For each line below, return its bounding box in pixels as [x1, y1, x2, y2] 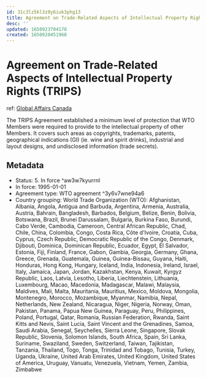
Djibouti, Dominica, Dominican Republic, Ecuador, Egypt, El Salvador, [15, 242, 189, 249]
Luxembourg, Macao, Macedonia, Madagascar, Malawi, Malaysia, [15, 280, 181, 288]
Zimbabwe [15, 366, 42, 373]
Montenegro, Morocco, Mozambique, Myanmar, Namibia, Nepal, [15, 294, 178, 301]
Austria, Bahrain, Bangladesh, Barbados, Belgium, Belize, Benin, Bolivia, [15, 209, 196, 217]
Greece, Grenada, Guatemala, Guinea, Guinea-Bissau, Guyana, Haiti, [15, 255, 188, 262]
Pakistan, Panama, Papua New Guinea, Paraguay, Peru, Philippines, [15, 307, 186, 314]
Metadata [6, 160, 44, 171]
